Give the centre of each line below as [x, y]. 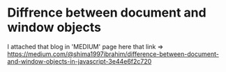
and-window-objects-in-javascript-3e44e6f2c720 [80, 61]
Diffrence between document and [107, 13]
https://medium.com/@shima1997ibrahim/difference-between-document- [113, 54]
